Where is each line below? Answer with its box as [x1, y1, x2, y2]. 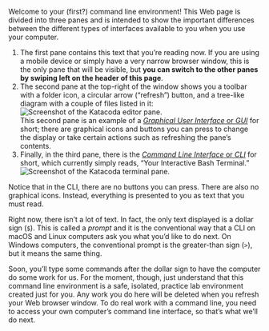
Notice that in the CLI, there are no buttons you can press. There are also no [8, 182, 259, 191]
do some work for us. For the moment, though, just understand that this [8, 273, 244, 282]
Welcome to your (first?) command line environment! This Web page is [8, 7, 241, 16]
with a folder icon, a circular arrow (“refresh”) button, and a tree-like [19, 90, 245, 99]
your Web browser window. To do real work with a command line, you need [8, 298, 257, 307]
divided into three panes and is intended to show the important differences [8, 15, 255, 25]
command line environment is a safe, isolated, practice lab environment [8, 281, 244, 290]
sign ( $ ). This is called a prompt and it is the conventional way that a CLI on [8, 223, 256, 233]
